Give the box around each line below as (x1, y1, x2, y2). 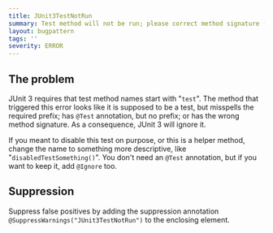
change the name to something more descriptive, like (8, 144, 187, 153)
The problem (8, 72, 75, 86)
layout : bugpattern (8, 27, 75, 35)
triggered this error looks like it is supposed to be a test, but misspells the (8, 102, 254, 112)
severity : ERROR (8, 42, 63, 50)
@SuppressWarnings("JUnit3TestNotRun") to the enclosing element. (8, 214, 230, 224)
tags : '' (8, 34, 38, 43)
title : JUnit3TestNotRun (8, 11, 93, 20)
